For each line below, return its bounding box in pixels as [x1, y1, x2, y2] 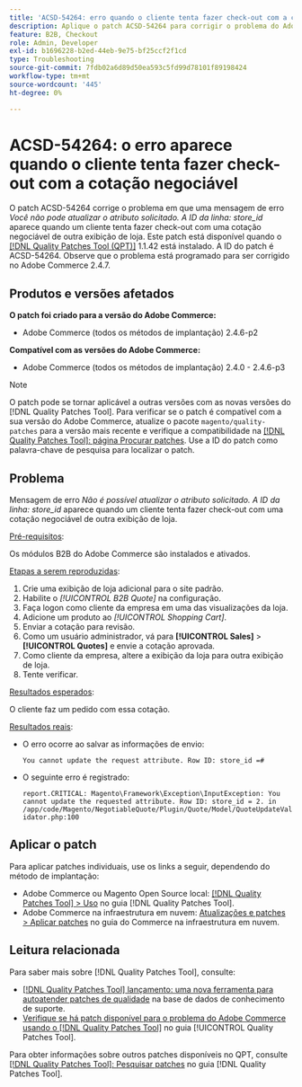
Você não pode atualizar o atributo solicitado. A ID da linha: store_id [9, 212, 263, 223]
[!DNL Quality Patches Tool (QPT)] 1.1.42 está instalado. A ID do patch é [9, 241, 274, 252]
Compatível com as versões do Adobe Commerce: [9, 345, 200, 356]
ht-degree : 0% [9, 88, 63, 97]
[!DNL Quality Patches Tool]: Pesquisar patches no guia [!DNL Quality [9, 1058, 267, 1069]
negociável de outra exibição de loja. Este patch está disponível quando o [9, 231, 282, 243]
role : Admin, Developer [9, 38, 99, 48]
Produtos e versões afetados [9, 286, 175, 301]
